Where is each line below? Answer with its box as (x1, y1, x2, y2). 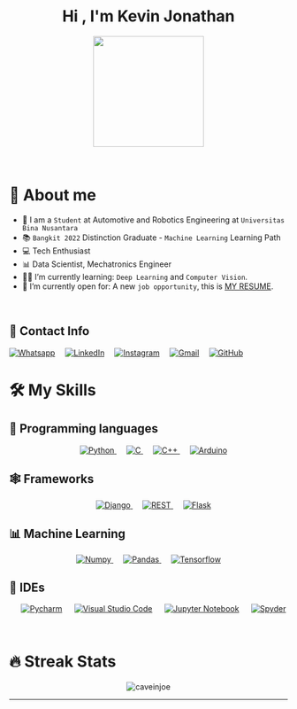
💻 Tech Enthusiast (21, 245, 91, 256)
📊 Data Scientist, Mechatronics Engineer (21, 259, 172, 269)
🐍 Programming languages (9, 421, 159, 436)
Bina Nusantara (21, 223, 79, 232)
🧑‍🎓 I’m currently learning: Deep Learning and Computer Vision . (21, 271, 248, 282)
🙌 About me (9, 185, 97, 206)
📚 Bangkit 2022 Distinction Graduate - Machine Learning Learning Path (21, 232, 281, 243)
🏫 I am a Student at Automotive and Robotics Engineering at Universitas (21, 214, 286, 225)
